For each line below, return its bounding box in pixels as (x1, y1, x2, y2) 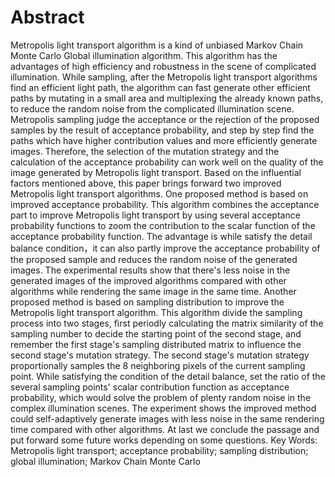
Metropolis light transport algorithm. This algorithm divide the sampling (10, 306, 303, 318)
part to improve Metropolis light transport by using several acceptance (10, 209, 301, 221)
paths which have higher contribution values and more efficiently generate (10, 134, 318, 146)
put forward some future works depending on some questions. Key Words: (10, 434, 318, 446)
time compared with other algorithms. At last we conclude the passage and (10, 423, 320, 435)
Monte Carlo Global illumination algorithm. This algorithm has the (10, 49, 278, 61)
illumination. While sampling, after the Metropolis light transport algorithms (10, 71, 318, 83)
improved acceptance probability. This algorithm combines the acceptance (10, 198, 320, 210)
